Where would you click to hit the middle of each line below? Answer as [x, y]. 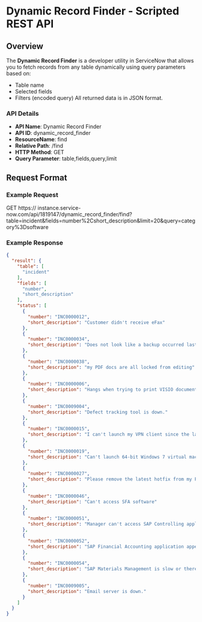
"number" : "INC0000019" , [59, 451]
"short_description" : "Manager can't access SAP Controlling [106, 524]
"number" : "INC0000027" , [59, 474]
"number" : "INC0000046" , [59, 496]
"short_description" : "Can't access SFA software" [93, 501]
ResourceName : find [41, 139]
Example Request [32, 195]
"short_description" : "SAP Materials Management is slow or [105, 569]
